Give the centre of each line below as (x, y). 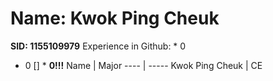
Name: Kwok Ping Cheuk (115, 18)
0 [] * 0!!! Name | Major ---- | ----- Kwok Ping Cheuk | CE (143, 65)
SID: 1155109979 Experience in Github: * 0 (98, 46)
